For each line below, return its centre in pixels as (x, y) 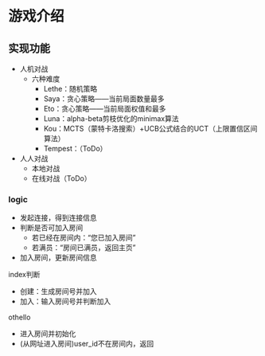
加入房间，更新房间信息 (58, 258)
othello (19, 317)
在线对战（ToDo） (61, 178)
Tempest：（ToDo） (75, 149)
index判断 (24, 275)
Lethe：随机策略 (70, 89)
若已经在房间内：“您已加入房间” (84, 238)
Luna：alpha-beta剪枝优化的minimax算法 (111, 119)
